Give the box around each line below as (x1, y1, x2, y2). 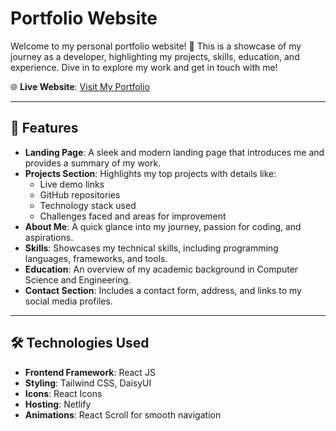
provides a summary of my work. (24, 157, 162, 169)
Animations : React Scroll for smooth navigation (24, 408, 222, 421)
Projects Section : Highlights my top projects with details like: (24, 167, 277, 179)
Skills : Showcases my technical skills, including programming (24, 242, 279, 254)
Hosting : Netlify (24, 398, 92, 410)
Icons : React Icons (24, 387, 103, 399)
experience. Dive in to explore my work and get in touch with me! (10, 61, 278, 73)
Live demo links (39, 178, 105, 190)
